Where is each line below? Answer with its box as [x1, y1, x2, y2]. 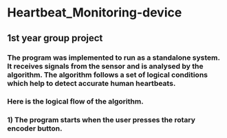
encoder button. [7, 124, 63, 133]
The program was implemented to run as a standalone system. [7, 53, 220, 62]
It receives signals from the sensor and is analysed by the [7, 61, 204, 71]
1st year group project [7, 32, 103, 44]
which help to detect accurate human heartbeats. [7, 78, 176, 88]
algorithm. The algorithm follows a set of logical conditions [7, 70, 208, 80]
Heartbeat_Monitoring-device [7, 5, 182, 21]
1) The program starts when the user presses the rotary [7, 115, 196, 125]
